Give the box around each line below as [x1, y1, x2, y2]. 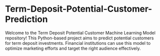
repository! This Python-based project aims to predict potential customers [5, 35, 154, 41]
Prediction [5, 14, 48, 25]
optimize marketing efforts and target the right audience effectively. [5, 45, 141, 51]
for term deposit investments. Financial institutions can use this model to [5, 40, 151, 46]
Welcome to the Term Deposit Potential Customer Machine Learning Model [5, 30, 156, 36]
